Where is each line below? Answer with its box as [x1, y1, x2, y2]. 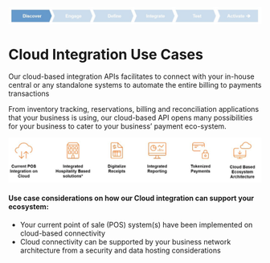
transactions [8, 88, 50, 99]
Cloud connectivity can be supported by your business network [19, 236, 231, 246]
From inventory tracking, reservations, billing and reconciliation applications [8, 105, 260, 114]
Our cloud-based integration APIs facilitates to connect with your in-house [8, 72, 255, 81]
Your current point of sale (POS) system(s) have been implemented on [19, 220, 253, 229]
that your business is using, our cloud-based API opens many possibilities [8, 113, 253, 123]
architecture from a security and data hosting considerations [19, 245, 221, 255]
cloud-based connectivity [19, 228, 106, 238]
